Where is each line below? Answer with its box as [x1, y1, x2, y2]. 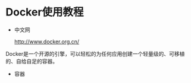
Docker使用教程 [5, 5, 84, 19]
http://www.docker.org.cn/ [14, 38, 80, 45]
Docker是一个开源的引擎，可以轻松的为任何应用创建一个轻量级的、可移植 [5, 50, 185, 57]
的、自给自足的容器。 [5, 58, 58, 65]
